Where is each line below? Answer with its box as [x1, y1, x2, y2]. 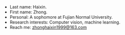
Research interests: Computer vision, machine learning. [9, 19, 121, 25]
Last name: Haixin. [9, 4, 47, 10]
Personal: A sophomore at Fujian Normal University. [9, 14, 113, 20]
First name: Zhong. [9, 9, 47, 15]
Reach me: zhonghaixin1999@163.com [9, 24, 87, 30]
